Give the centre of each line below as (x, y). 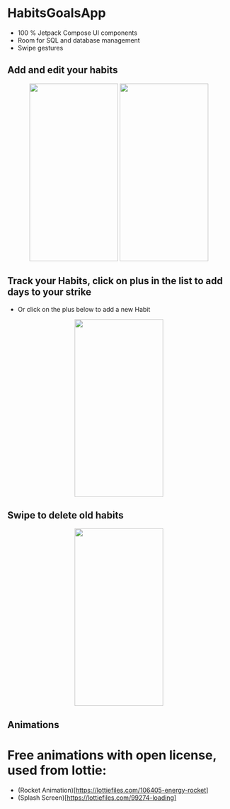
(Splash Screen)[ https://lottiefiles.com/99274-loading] (97, 798)
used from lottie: (57, 770)
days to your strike (50, 292)
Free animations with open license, (112, 755)
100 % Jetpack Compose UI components (77, 33)
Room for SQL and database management (79, 40)
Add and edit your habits (63, 70)
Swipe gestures (40, 48)
